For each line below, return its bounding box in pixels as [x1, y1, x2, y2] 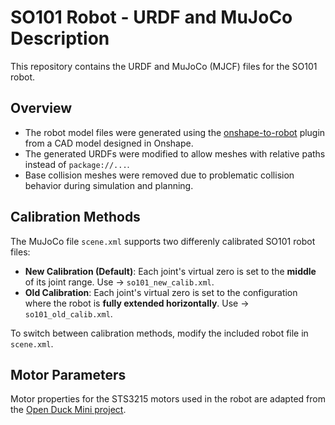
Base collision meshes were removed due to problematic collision [24, 169, 295, 181]
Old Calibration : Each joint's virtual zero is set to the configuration [24, 286, 298, 298]
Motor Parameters [10, 366, 127, 383]
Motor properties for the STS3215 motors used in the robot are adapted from [10, 393, 326, 405]
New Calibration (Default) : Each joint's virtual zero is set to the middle [24, 265, 317, 277]
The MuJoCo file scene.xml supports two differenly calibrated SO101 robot [10, 235, 316, 247]
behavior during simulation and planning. [24, 179, 194, 191]
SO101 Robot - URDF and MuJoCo [10, 6, 293, 29]
